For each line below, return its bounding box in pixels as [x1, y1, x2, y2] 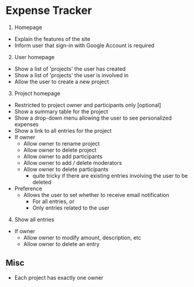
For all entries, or [32, 198, 75, 205]
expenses [14, 120, 39, 127]
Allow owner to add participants [23, 152, 103, 160]
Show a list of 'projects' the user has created [14, 65, 126, 73]
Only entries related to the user [32, 204, 110, 211]
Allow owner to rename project [23, 140, 100, 147]
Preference [14, 185, 43, 192]
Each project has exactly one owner [14, 274, 104, 281]
